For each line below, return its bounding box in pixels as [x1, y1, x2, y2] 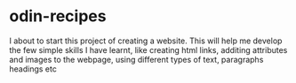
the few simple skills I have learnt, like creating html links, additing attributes [9, 44, 288, 55]
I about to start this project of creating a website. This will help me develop [9, 35, 283, 46]
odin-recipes [9, 6, 107, 26]
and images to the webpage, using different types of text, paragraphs [9, 54, 264, 64]
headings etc [9, 64, 58, 74]
